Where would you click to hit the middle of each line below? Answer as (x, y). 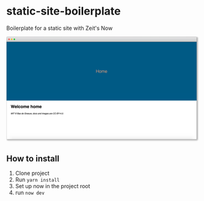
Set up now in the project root (53, 186)
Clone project (32, 173)
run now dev (30, 192)
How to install (33, 159)
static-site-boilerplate (64, 11)
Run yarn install (37, 180)
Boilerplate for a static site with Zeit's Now (60, 28)
